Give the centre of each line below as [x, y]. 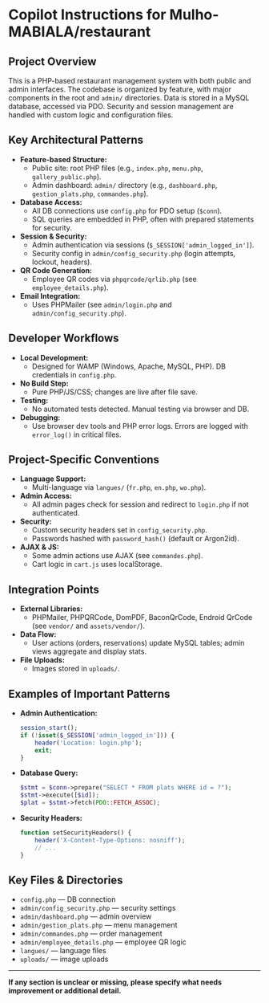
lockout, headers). [62, 262]
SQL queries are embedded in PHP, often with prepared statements [143, 219]
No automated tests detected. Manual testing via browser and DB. [141, 409]
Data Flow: [38, 634]
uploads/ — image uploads [64, 959]
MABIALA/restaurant [80, 32]
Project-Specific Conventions [84, 460]
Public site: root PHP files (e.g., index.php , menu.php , [117, 168]
